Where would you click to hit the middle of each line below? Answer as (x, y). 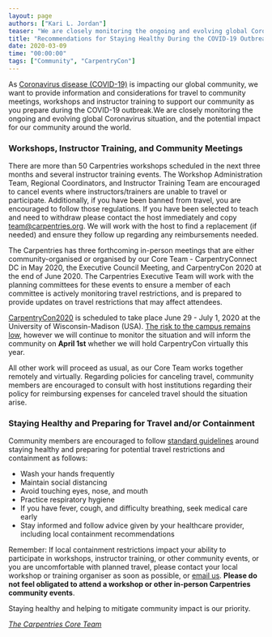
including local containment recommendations (98, 534)
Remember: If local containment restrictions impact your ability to (117, 550)
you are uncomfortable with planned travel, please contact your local (123, 567)
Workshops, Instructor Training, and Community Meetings (126, 148)
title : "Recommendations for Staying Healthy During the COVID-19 (123, 38)
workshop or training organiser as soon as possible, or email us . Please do (133, 575)
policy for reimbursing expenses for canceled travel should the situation (128, 394)
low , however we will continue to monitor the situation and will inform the (130, 335)
